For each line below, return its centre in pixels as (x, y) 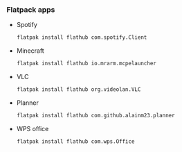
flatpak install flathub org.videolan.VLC (79, 90)
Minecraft (30, 51)
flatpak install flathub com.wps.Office (75, 141)
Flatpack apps (31, 10)
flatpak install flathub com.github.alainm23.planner (95, 115)
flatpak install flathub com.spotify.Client (82, 37)
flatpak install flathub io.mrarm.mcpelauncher (86, 64)
